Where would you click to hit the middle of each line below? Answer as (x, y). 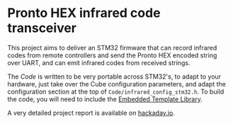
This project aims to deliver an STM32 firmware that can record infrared (112, 47)
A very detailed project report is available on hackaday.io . (91, 113)
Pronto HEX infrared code (84, 13)
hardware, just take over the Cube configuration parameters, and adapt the (117, 84)
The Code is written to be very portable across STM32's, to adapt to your (114, 77)
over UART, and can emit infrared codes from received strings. (99, 62)
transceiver (42, 28)
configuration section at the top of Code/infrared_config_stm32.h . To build (116, 91)
